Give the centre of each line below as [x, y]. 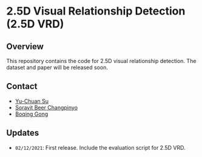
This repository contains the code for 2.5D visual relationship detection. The [101, 61]
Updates [23, 133]
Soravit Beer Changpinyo [46, 107]
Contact [22, 86]
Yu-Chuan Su [32, 101]
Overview [25, 46]
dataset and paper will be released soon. [57, 67]
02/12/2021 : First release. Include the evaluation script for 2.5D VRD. [100, 147]
